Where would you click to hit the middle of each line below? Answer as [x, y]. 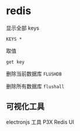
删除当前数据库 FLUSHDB [34, 73]
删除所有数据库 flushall [35, 86]
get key [15, 62]
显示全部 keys [23, 28]
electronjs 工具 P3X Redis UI [40, 122]
